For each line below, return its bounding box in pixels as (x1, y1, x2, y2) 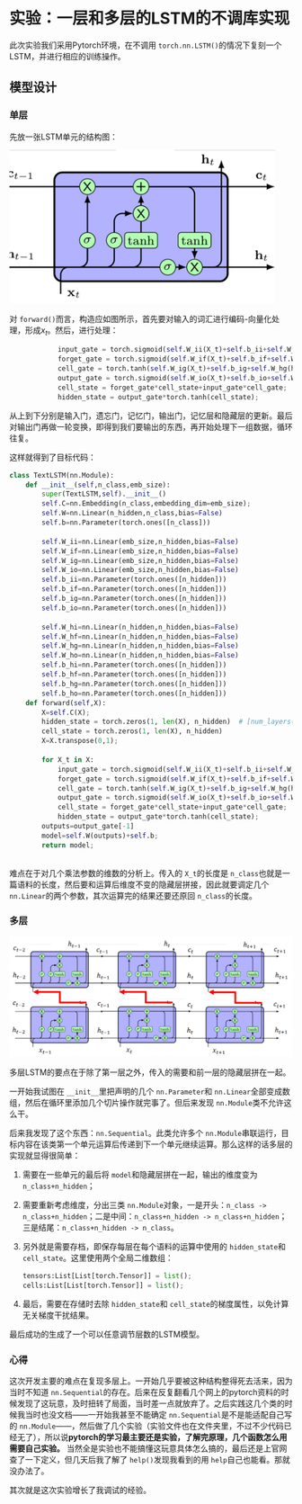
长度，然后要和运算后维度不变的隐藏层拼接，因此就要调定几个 (40, 879, 270, 890)
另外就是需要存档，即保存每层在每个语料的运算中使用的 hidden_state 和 (22, 1240, 286, 1251)
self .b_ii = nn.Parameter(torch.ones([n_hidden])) (41, 575, 227, 585)
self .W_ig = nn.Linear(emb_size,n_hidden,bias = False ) (41, 556, 240, 565)
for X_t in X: (41, 755, 94, 765)
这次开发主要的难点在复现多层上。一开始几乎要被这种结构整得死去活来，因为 (9, 1375, 293, 1386)
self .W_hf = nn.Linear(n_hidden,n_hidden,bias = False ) (41, 631, 240, 641)
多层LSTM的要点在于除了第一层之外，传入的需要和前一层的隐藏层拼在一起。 (9, 1067, 291, 1078)
